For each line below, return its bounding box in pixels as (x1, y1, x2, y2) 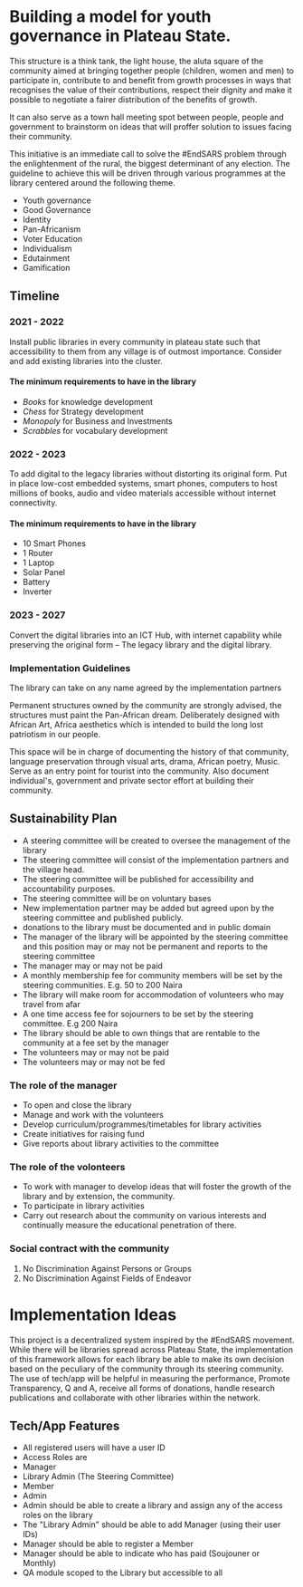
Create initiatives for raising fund (22, 1129, 145, 1140)
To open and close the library (22, 1100, 133, 1111)
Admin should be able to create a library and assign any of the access (22, 1500, 283, 1511)
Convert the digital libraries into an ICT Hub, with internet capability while (9, 630, 282, 640)
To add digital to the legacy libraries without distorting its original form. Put (9, 468, 288, 479)
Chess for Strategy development (22, 406, 144, 417)
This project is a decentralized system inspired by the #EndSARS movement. (9, 1334, 295, 1345)
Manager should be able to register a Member (22, 1538, 194, 1550)
